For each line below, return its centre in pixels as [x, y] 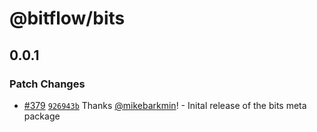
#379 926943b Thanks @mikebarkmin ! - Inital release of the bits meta [165, 105]
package [42, 116]
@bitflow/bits [67, 18]
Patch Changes [47, 84]
